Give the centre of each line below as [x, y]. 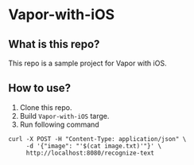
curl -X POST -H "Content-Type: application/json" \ [97, 139]
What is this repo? [54, 44]
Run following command [59, 124]
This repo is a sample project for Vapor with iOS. [87, 63]
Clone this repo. [46, 107]
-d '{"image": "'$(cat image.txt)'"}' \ [93, 146]
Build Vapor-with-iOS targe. [64, 116]
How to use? [40, 88]
